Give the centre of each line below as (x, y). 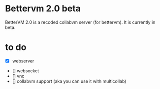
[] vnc (18, 76)
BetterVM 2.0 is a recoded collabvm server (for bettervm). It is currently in (80, 22)
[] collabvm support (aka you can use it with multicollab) (69, 81)
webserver (23, 61)
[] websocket (26, 71)
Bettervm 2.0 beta (43, 9)
